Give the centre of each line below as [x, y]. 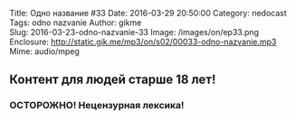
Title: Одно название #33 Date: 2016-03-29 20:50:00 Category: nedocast [148, 13]
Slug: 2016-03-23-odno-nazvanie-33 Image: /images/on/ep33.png [134, 32]
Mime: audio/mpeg [44, 51]
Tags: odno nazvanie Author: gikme [76, 23]
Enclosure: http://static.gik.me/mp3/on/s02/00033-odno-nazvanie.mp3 [143, 42]
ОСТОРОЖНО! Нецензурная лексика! [97, 106]
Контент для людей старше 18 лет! [113, 80]
